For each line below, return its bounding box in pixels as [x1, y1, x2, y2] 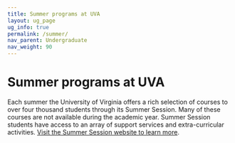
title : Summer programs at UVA [7, 10, 100, 18]
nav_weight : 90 [7, 43, 53, 51]
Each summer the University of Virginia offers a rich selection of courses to [7, 97, 228, 106]
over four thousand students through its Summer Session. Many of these [7, 105, 221, 114]
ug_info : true [7, 23, 50, 31]
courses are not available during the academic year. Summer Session [7, 112, 211, 121]
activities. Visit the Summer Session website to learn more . [7, 127, 180, 136]
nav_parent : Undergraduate [7, 37, 88, 44]
